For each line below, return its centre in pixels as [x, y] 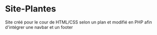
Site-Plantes [31, 9]
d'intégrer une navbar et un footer [39, 27]
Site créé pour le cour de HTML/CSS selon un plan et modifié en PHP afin [78, 22]
